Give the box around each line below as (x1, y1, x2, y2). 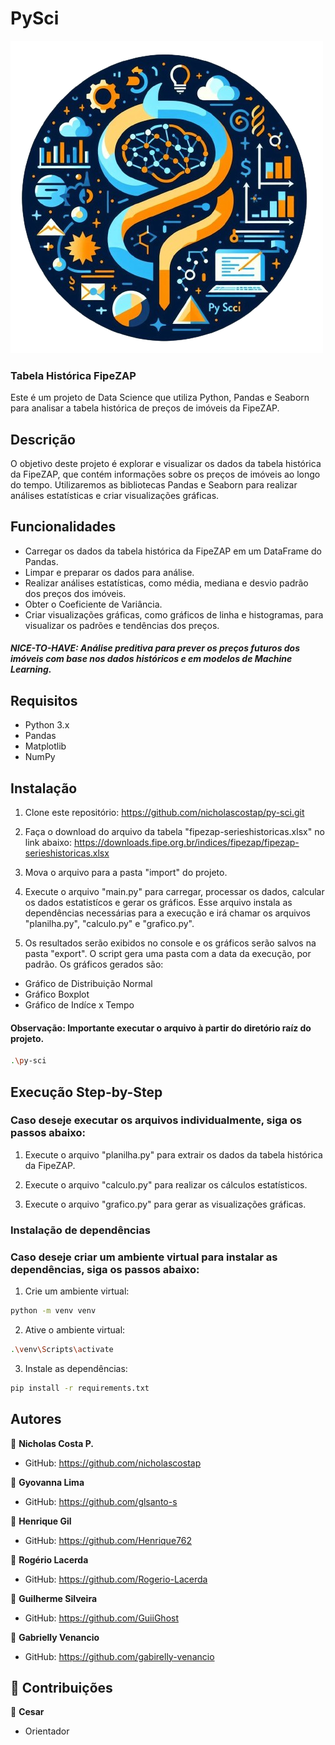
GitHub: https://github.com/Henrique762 (24, 1534, 192, 1546)
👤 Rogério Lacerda (10, 1553, 89, 1566)
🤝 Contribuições (10, 1679, 113, 1696)
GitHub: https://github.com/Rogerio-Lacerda (24, 1573, 208, 1585)
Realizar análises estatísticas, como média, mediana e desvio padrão (24, 577, 309, 589)
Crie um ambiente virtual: (24, 1285, 130, 1297)
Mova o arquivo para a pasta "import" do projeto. (24, 867, 228, 879)
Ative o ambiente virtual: (24, 1323, 126, 1336)
